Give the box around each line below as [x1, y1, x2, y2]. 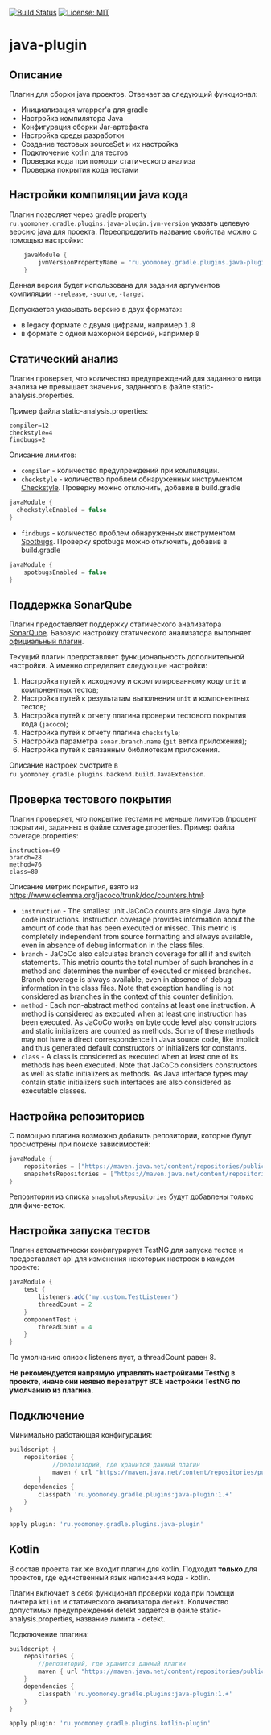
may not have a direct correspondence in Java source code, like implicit [20, 1034, 260, 1044]
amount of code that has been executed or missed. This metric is [20, 923, 236, 933]
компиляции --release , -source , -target [9, 289, 145, 298]
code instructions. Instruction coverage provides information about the [20, 915, 256, 925]
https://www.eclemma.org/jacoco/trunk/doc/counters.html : [9, 891, 206, 901]
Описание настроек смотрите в [9, 760, 119, 770]
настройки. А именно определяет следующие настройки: [9, 661, 208, 671]
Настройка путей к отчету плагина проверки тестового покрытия [20, 710, 247, 721]
